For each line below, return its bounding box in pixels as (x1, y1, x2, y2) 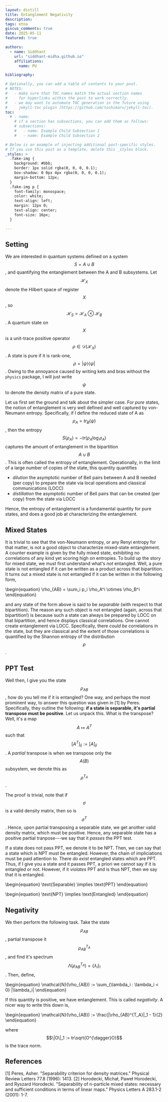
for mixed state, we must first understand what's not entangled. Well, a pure (5, 560, 162, 567)
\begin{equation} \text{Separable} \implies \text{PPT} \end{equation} (5, 881, 148, 887)
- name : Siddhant (10, 49, 46, 54)
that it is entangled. (5, 872, 45, 878)
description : (5, 17, 33, 22)
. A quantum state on (5, 319, 49, 326)
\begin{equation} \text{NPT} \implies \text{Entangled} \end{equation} (5, 891, 148, 897)
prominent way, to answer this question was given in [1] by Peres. (5, 699, 140, 705)
